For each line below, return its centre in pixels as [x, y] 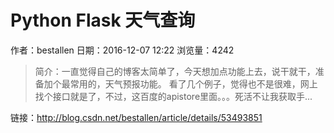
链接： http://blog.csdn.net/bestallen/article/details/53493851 [136, 117]
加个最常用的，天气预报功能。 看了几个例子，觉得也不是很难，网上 [180, 83]
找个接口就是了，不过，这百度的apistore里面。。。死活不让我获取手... [173, 96]
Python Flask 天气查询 [103, 20]
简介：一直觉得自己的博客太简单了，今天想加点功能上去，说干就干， [175, 71]
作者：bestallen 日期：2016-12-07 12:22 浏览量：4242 [122, 50]
